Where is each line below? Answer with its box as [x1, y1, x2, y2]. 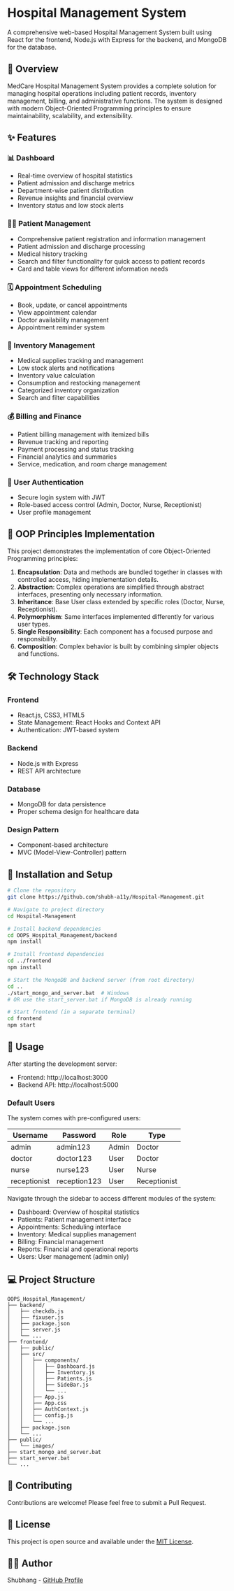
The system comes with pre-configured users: [7, 1114, 141, 1122]
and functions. [17, 649, 59, 658]
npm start [7, 1022, 36, 1029]
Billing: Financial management [17, 1238, 104, 1246]
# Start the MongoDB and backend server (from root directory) [7, 976, 196, 983]
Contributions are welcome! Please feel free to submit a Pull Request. [7, 1498, 207, 1506]
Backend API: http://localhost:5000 [17, 1080, 119, 1089]
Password [61, 1131, 96, 1141]
